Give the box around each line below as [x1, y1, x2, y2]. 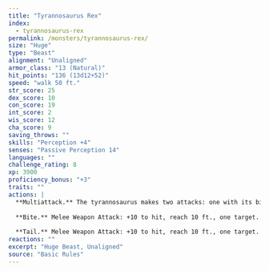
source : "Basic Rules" [8, 250, 84, 258]
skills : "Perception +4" [8, 138, 91, 147]
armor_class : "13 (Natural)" [8, 64, 106, 72]
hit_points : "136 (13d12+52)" [8, 71, 110, 79]
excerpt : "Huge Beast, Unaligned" [8, 243, 124, 251]
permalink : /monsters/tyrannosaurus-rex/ [8, 34, 149, 42]
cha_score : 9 [8, 123, 52, 131]
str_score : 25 [8, 86, 56, 95]
